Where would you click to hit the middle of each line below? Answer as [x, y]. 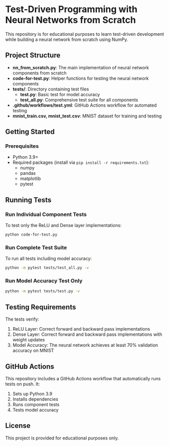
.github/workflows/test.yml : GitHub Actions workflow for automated [84, 105]
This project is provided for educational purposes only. [62, 438]
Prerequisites [22, 146]
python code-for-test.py [31, 235]
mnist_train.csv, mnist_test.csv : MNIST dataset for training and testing [87, 116]
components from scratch [39, 73]
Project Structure [33, 55]
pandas [28, 173]
